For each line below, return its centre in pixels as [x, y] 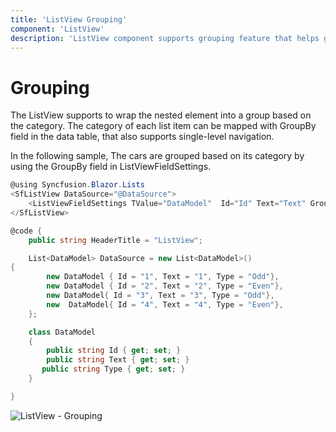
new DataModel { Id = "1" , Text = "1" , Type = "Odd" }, [163, 277]
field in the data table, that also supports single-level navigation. [142, 137]
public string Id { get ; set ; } [114, 351]
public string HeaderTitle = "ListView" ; [115, 240]
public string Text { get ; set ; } [118, 360]
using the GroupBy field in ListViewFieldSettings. [111, 167]
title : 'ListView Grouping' [69, 19]
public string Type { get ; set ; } [113, 369]
